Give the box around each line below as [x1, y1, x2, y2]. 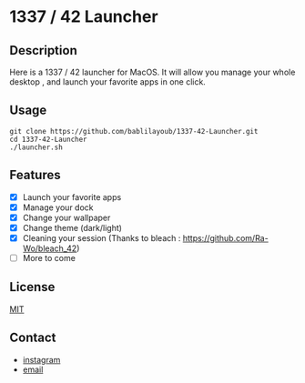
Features [9, 167, 61, 183]
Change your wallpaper [22, 212, 111, 223]
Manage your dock [22, 202, 94, 213]
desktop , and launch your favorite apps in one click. [9, 76, 207, 87]
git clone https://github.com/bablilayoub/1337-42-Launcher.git [9, 126, 259, 136]
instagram [22, 354, 61, 365]
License [9, 279, 56, 295]
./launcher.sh [9, 143, 64, 152]
